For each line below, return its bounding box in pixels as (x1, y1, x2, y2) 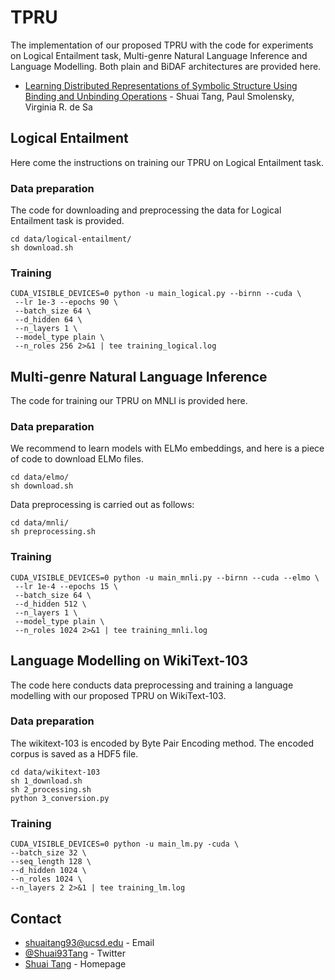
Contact (10, 910, 62, 927)
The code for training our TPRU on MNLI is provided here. (10, 395, 248, 407)
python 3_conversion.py (10, 793, 110, 803)
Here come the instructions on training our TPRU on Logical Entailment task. (10, 156, 324, 168)
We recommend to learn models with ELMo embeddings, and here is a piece (10, 442, 325, 455)
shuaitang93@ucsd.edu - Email (24, 936, 155, 948)
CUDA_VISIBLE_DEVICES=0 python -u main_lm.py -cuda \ (10, 839, 240, 850)
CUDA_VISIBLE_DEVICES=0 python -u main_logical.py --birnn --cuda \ (10, 289, 302, 299)
